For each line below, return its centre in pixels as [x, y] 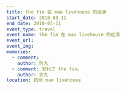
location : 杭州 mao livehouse [44, 80]
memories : [19, 52]
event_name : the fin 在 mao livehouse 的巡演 [63, 35]
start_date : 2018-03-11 [37, 18]
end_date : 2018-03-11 [34, 23]
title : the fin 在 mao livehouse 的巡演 [56, 12]
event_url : [20, 40]
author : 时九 [33, 63]
